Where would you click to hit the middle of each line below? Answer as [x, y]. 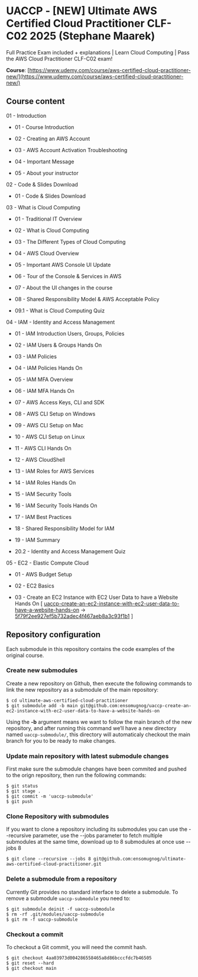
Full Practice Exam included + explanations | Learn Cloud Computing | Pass [98, 52]
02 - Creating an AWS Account [52, 138]
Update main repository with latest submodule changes [87, 756]
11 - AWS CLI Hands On [43, 448]
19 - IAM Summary [37, 540]
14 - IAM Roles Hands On [45, 482]
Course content [35, 101]
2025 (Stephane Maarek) [92, 36]
